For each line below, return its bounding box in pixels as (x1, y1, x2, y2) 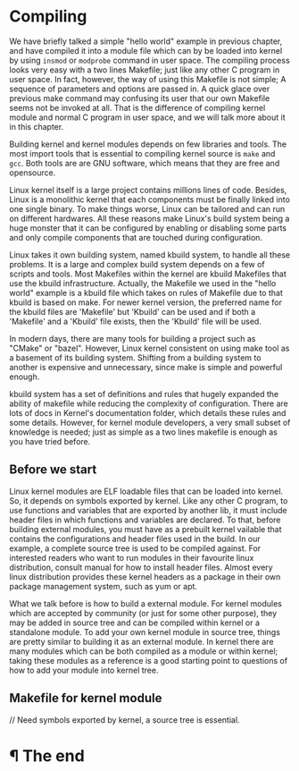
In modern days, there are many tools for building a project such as (9, 333, 256, 343)
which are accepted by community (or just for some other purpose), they (9, 607, 278, 618)
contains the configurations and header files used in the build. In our (9, 533, 261, 544)
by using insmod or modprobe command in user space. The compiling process (9, 55, 290, 65)
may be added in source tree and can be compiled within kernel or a (9, 617, 261, 628)
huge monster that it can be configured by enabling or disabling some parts (9, 222, 287, 233)
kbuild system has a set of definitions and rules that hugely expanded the (9, 388, 279, 399)
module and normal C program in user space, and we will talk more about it (9, 112, 286, 123)
